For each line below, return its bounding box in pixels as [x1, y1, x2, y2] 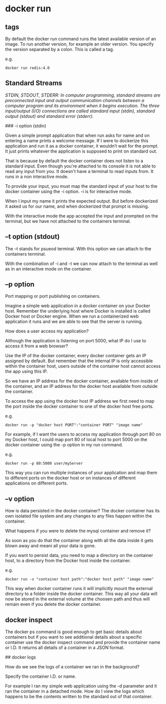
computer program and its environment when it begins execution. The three [5, 103, 160, 108]
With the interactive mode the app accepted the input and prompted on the [5, 213, 159, 218]
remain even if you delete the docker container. [5, 601, 102, 607]
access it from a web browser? [5, 343, 68, 349]
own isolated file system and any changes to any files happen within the [5, 513, 152, 519]
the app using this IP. [5, 369, 48, 375]
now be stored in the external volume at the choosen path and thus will [5, 596, 150, 602]
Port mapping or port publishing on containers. [5, 293, 101, 299]
